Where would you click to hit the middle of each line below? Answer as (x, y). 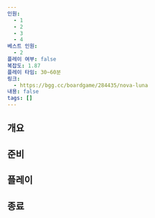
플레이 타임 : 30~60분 (34, 72)
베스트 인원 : (23, 46)
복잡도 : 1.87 (24, 66)
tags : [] (20, 99)
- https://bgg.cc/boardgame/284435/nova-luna (81, 85)
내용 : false (23, 92)
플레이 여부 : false (32, 59)
